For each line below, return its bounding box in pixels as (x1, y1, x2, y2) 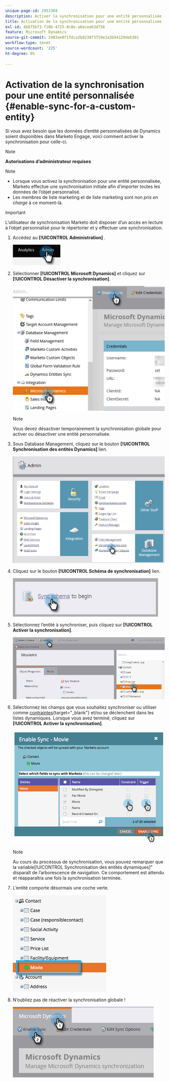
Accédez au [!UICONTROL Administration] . (12, 235, 106, 241)
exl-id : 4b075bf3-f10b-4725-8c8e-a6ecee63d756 (5, 24, 105, 29)
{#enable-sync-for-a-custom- (5, 101, 136, 112)
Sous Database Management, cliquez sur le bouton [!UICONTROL (12, 441, 150, 447)
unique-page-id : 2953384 (5, 8, 58, 13)
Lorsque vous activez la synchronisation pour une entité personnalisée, (12, 178, 162, 184)
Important (5, 210, 26, 216)
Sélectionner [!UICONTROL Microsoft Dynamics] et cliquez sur (12, 271, 146, 277)
